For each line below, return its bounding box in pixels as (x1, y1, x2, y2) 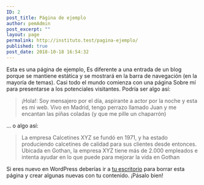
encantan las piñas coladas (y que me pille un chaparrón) (21, 110, 167, 117)
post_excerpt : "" (6, 26, 51, 32)
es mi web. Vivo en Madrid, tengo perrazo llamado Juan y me (21, 104, 176, 111)
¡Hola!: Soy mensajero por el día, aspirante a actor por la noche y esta (21, 97, 198, 104)
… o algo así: (6, 122, 39, 129)
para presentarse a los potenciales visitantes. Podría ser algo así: (6, 85, 171, 92)
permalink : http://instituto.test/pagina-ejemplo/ (6, 37, 138, 43)
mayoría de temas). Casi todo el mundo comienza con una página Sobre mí (6, 78, 196, 86)
